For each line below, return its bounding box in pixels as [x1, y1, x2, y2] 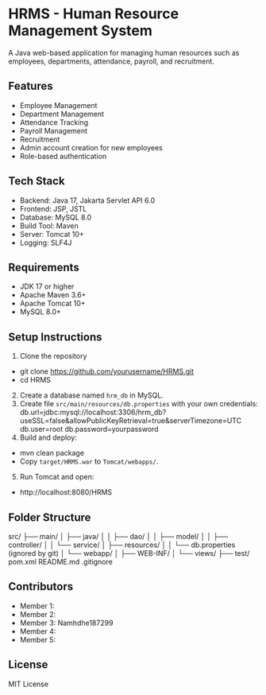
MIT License [8, 679, 49, 689]
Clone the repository [19, 351, 87, 361]
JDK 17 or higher [19, 281, 75, 291]
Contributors [8, 580, 74, 593]
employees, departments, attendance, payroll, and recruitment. [8, 56, 214, 66]
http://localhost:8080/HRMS [19, 487, 113, 497]
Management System [8, 21, 153, 40]
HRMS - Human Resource [8, 5, 179, 23]
